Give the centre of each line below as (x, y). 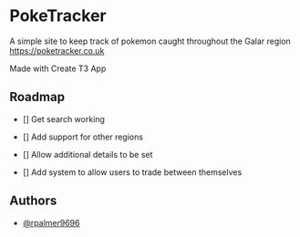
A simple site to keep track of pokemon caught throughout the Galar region (150, 41)
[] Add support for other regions (83, 137)
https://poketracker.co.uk (57, 50)
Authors (33, 201)
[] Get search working (63, 118)
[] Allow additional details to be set (88, 154)
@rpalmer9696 (51, 222)
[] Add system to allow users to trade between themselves (132, 172)
